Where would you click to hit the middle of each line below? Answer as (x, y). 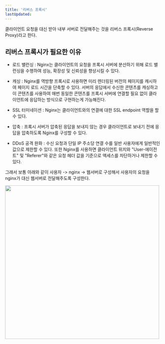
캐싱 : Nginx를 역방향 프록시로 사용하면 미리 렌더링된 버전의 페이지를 (78, 81)
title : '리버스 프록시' (26, 10)
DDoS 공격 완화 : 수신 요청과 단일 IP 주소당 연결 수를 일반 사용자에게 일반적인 (86, 143)
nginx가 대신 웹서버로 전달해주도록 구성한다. (48, 178)
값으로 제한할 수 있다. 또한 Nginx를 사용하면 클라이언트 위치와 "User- (79, 149)
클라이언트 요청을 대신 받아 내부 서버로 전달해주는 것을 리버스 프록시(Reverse (79, 29)
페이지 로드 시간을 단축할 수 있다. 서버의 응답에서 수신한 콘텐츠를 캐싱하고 (88, 87)
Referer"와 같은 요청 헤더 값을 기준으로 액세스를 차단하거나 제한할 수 (92, 156)
